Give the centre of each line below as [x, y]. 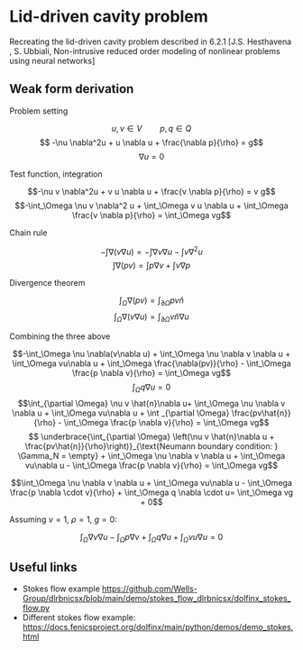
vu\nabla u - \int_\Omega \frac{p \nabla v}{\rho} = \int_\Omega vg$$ [151, 465]
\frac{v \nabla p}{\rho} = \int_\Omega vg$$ [151, 215]
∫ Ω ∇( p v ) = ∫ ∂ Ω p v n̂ [151, 302]
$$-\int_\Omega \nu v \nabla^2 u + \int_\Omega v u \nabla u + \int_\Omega [151, 206]
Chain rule [28, 233]
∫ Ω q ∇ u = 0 [151, 388]
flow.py [36, 608]
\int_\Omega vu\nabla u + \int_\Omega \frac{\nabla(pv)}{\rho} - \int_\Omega [151, 363]
